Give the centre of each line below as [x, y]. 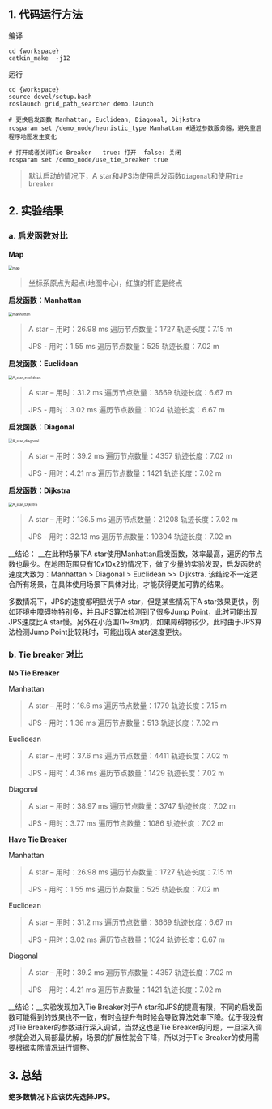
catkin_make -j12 [39, 58]
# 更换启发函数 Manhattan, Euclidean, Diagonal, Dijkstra [104, 119]
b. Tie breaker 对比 [46, 654]
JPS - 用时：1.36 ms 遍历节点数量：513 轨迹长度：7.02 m [123, 723]
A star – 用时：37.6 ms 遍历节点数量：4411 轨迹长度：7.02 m [128, 755]
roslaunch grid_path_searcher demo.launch [81, 104]
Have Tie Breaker [38, 839]
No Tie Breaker [34, 673]
